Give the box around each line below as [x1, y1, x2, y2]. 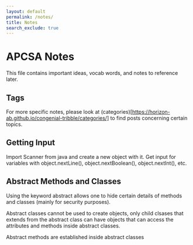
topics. [6, 121, 23, 128]
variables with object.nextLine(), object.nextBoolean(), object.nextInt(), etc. [6, 159, 187, 166]
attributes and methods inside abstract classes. [6, 222, 120, 229]
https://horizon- [132, 108, 171, 115]
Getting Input [6, 138, 56, 148]
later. [6, 76, 19, 83]
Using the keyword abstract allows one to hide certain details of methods [6, 192, 182, 199]
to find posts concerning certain [110, 115, 188, 121]
